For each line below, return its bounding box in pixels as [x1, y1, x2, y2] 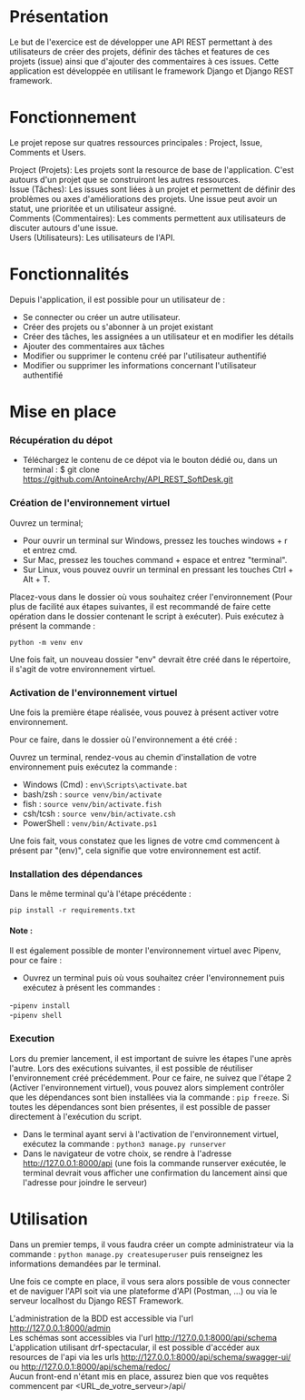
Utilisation [9, 1208, 88, 1229]
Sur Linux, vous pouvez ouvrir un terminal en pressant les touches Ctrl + [22, 564, 294, 575]
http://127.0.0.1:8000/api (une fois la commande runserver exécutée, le [22, 1157, 287, 1168]
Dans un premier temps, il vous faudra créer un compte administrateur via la [9, 1239, 294, 1250]
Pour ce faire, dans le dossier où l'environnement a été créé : [9, 734, 238, 745]
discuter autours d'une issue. [9, 222, 119, 233]
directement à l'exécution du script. [9, 1111, 143, 1122]
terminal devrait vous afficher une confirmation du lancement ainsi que [22, 1167, 288, 1178]
